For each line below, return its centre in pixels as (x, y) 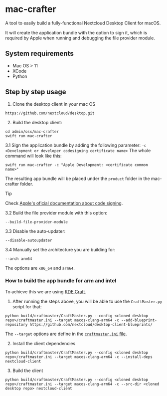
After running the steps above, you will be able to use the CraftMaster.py (87, 301)
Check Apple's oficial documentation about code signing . (64, 203)
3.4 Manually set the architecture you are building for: (60, 249)
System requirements (39, 54)
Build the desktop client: (37, 122)
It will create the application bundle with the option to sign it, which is (76, 32)
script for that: (27, 306)
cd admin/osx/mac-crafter (32, 131)
